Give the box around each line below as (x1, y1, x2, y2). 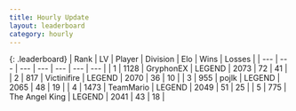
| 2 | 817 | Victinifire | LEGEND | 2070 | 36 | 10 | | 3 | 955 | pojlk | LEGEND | (9, 73, 280, 83)
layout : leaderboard (9, 21, 86, 30)
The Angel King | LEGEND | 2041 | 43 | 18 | (9, 91, 165, 102)
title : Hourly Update (9, 12, 90, 22)
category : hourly (9, 29, 74, 38)
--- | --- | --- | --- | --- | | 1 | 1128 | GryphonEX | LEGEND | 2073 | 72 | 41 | (19, 63, 288, 74)
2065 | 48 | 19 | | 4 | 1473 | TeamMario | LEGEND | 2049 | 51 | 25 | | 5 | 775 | (9, 82, 287, 93)
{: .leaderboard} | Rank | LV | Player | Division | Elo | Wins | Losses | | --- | (9, 54, 278, 65)
